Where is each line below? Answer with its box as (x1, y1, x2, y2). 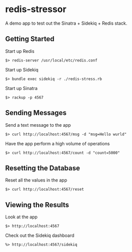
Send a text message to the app (5, 122, 71, 128)
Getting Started (5, 35, 55, 43)
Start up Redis (5, 48, 35, 54)
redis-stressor (5, 4, 67, 15)
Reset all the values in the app (5, 177, 67, 183)
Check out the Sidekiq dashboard (5, 232, 74, 238)
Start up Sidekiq (5, 66, 39, 72)
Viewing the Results (5, 200, 69, 209)
